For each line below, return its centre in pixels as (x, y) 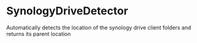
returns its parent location (39, 33)
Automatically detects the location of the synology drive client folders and (99, 27)
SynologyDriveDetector (67, 11)
